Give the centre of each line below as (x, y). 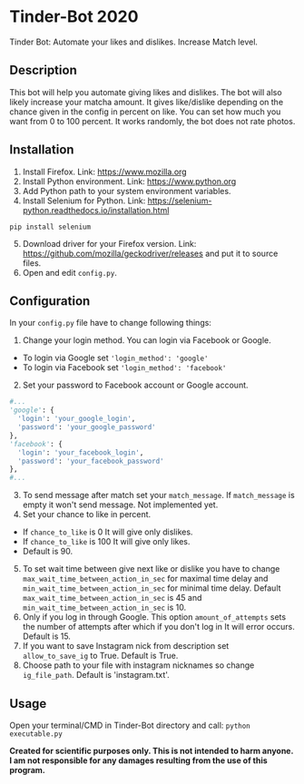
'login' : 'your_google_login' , (77, 419)
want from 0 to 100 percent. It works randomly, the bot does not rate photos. (152, 121)
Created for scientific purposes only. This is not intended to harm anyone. (152, 750)
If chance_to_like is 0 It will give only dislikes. (108, 532)
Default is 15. (46, 636)
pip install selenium (50, 227)
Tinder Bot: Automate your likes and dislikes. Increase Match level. (134, 42)
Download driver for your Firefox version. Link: (109, 243)
